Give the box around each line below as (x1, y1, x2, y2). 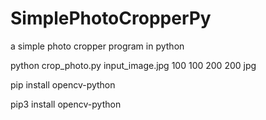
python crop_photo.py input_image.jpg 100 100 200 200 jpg (10, 59, 257, 71)
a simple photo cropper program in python (10, 40, 185, 52)
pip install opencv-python (10, 78, 116, 91)
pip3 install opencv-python (10, 98, 122, 110)
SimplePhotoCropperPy (10, 7, 212, 30)
